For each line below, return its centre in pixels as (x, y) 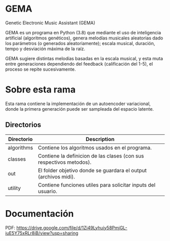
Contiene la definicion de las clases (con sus (91, 156)
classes (17, 159)
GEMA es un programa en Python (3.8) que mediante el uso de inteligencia (83, 32)
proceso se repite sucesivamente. (40, 69)
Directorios (23, 125)
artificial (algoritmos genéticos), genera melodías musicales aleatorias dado (84, 38)
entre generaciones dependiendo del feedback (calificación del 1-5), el (79, 64)
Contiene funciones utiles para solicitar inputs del (97, 185)
